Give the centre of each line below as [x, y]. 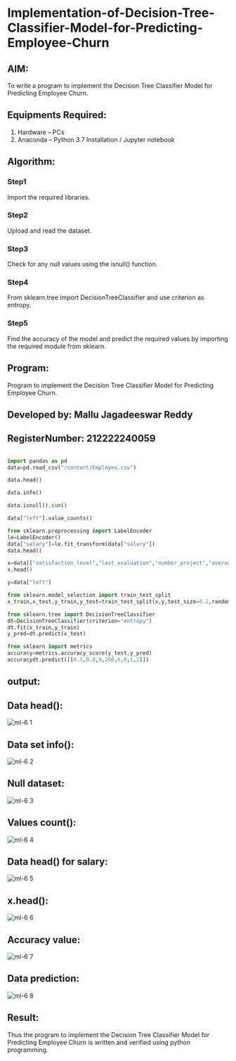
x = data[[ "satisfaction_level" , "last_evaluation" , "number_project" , [108, 563]
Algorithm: [31, 162]
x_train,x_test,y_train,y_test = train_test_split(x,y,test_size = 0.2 [108, 602]
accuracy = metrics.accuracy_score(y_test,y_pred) [80, 653]
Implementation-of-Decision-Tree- [111, 13]
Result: [23, 1018]
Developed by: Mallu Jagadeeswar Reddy [100, 414]
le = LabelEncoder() [34, 537]
